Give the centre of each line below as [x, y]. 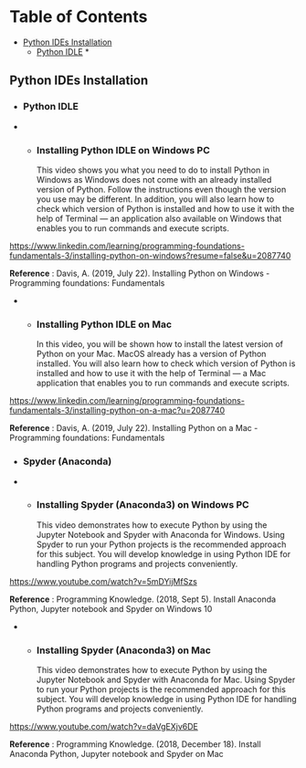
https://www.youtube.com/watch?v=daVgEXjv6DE [104, 727]
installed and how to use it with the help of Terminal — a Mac [151, 373]
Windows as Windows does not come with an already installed [154, 179]
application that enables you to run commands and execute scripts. [163, 383]
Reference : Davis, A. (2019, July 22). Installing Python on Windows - [140, 273]
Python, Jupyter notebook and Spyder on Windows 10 [111, 608]
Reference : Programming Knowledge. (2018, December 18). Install [136, 744]
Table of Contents [79, 17]
